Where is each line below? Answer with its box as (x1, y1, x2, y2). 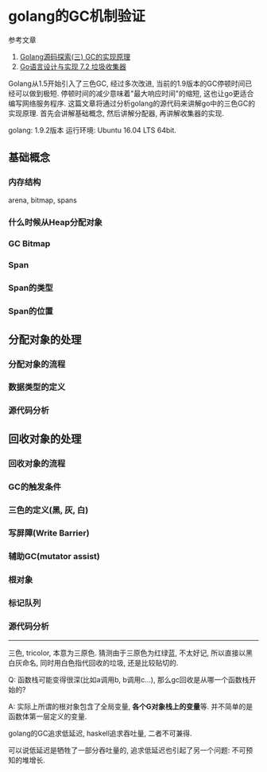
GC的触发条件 (8, 481, 62, 492)
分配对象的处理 (8, 333, 82, 346)
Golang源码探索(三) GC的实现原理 (19, 52, 131, 61)
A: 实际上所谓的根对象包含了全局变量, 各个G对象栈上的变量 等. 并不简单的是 (8, 701, 253, 711)
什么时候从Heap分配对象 (8, 216, 103, 227)
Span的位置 (8, 306, 53, 317)
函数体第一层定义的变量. (8, 712, 87, 721)
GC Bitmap (8, 238, 51, 249)
